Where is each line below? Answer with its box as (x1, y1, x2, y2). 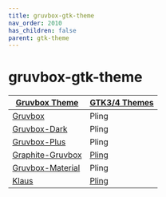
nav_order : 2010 (8, 19, 62, 27)
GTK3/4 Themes (89, 97, 154, 108)
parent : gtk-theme (8, 33, 69, 42)
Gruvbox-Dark (12, 124, 68, 135)
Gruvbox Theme (15, 97, 79, 108)
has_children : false (8, 26, 77, 34)
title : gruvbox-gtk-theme (8, 11, 94, 20)
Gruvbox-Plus (12, 136, 66, 148)
